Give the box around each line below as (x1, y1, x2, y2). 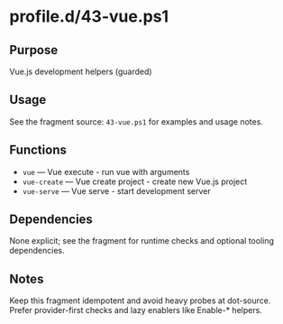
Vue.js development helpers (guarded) (9, 66, 152, 77)
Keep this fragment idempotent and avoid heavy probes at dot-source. (9, 295, 271, 306)
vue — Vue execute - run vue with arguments (22, 166, 190, 177)
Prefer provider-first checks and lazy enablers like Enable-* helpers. (9, 305, 263, 316)
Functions (9, 143, 68, 158)
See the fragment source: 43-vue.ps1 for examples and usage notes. (9, 116, 264, 127)
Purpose (9, 42, 59, 58)
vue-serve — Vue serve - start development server (22, 185, 212, 196)
